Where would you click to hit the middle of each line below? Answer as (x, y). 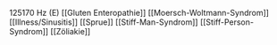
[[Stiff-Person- (227, 22)
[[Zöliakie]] (71, 31)
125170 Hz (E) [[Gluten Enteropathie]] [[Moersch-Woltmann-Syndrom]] (139, 13)
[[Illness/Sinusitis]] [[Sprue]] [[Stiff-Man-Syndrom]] (104, 22)
